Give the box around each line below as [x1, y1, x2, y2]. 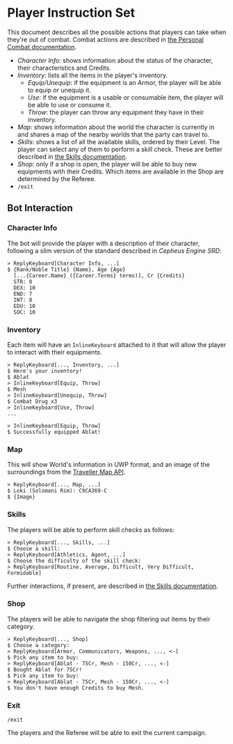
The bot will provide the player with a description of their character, [7, 239, 200, 247]
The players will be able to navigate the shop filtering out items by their [7, 614, 211, 623]
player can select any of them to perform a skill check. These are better [17, 145, 223, 153]
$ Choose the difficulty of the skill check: [7, 557, 141, 564]
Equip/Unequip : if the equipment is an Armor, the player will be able [27, 78, 221, 86]
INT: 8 [13, 296, 33, 304]
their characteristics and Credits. [17, 63, 111, 72]
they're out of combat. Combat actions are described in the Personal [7, 35, 204, 43]
